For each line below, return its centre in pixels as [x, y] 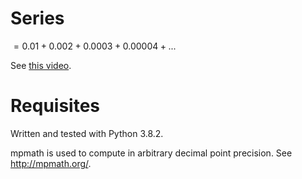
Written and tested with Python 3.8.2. [87, 133]
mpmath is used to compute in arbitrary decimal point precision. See [151, 153]
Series [37, 18]
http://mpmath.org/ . [51, 163]
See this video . [41, 65]
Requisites [55, 106]
